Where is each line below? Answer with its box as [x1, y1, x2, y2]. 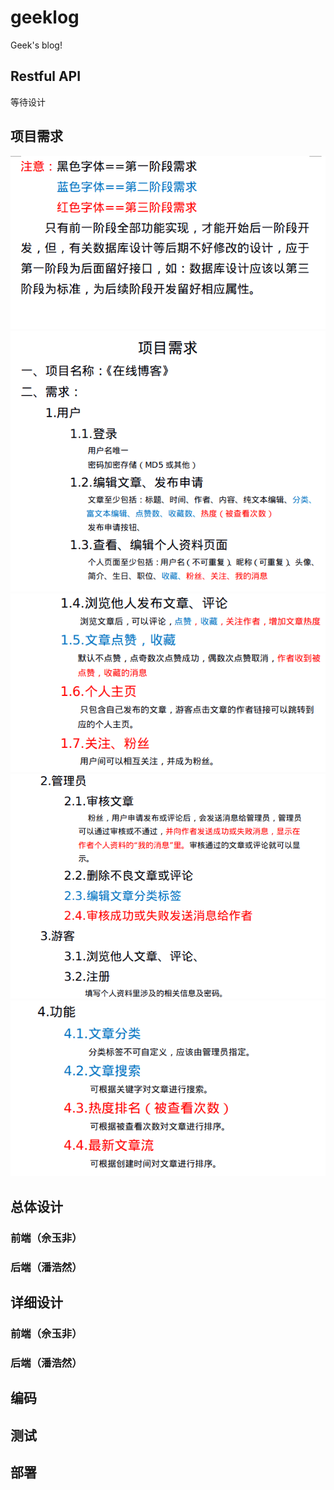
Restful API [10, 68, 82, 85]
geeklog [10, 6, 80, 29]
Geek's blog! [10, 39, 63, 51]
